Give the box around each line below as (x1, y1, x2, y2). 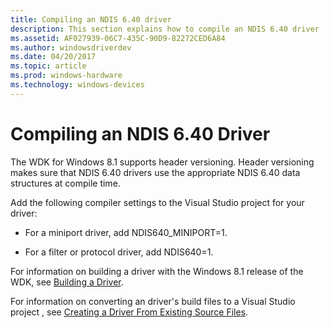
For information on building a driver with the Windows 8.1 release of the (10, 265, 304, 277)
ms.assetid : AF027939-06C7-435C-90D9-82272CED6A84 (10, 33, 226, 43)
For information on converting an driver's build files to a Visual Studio (10, 295, 296, 307)
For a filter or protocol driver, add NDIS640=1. (24, 246, 214, 258)
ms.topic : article (10, 61, 87, 71)
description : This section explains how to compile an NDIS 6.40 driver (10, 24, 320, 34)
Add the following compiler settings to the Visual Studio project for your (10, 196, 305, 208)
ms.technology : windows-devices (10, 80, 145, 90)
